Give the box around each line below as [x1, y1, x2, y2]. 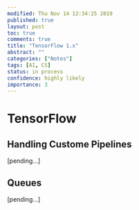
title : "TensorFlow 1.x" [7, 42, 79, 49]
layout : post [7, 23, 45, 30]
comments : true [7, 36, 51, 43]
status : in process [7, 68, 64, 75]
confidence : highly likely [7, 74, 85, 82]
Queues [7, 177, 42, 189]
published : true [7, 17, 54, 24]
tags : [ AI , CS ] [7, 62, 51, 69]
